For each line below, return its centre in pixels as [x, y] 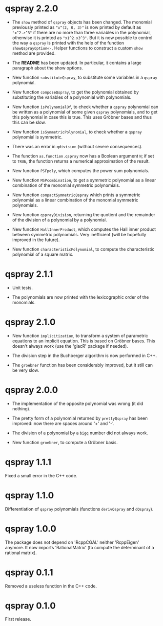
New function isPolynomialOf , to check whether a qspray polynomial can [85, 107]
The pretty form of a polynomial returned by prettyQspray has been [80, 418]
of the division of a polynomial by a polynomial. [60, 220]
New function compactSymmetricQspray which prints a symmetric [76, 195]
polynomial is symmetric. [37, 137]
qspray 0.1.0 [31, 606]
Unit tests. [22, 288]
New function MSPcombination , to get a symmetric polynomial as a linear [84, 180]
